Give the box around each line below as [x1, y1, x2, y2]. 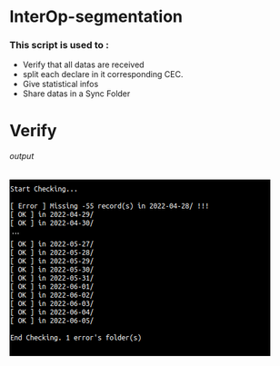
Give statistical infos [22, 79, 99, 90]
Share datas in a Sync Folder [22, 88, 131, 99]
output [9, 151, 35, 162]
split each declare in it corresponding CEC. [22, 69, 184, 80]
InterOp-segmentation [9, 6, 184, 27]
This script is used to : [9, 39, 109, 52]
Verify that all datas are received [22, 59, 145, 70]
